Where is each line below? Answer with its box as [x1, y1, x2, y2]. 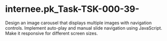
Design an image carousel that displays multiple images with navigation [5, 20, 152, 26]
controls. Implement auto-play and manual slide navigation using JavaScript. [5, 25, 163, 31]
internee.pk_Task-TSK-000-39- [5, 3, 140, 15]
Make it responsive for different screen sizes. [5, 30, 98, 36]
